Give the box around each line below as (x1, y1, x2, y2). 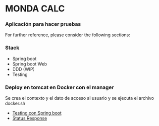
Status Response (12, 115, 47, 122)
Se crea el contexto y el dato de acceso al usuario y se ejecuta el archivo (5, 95, 155, 101)
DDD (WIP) (12, 66, 35, 72)
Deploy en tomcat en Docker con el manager (5, 84, 114, 91)
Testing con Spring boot (12, 110, 62, 116)
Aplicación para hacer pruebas (5, 21, 81, 28)
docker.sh (5, 100, 26, 107)
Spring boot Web (12, 61, 47, 67)
